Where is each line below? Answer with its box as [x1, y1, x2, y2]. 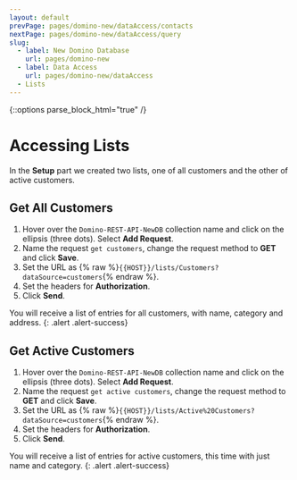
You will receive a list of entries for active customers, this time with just [9, 451, 270, 461]
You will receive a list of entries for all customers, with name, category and [9, 307, 284, 318]
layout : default [9, 13, 70, 22]
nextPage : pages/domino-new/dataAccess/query [9, 29, 181, 38]
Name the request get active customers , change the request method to [21, 386, 287, 397]
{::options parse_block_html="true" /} [9, 104, 147, 114]
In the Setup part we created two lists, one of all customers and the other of [9, 164, 288, 175]
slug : [9, 38, 29, 47]
